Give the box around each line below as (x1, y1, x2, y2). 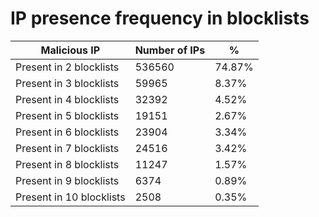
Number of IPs (134, 43, 206, 57)
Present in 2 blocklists (15, 60, 120, 74)
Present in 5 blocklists (15, 108, 120, 122)
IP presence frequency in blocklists (10, 7, 310, 30)
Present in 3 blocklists (15, 76, 120, 90)
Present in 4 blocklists (15, 92, 120, 106)
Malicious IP (40, 43, 101, 57)
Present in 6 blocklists (15, 125, 120, 139)
